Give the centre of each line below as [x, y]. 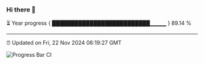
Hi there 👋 [21, 10]
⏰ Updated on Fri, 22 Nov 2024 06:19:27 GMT [64, 43]
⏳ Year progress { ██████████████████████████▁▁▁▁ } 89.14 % [99, 23]
